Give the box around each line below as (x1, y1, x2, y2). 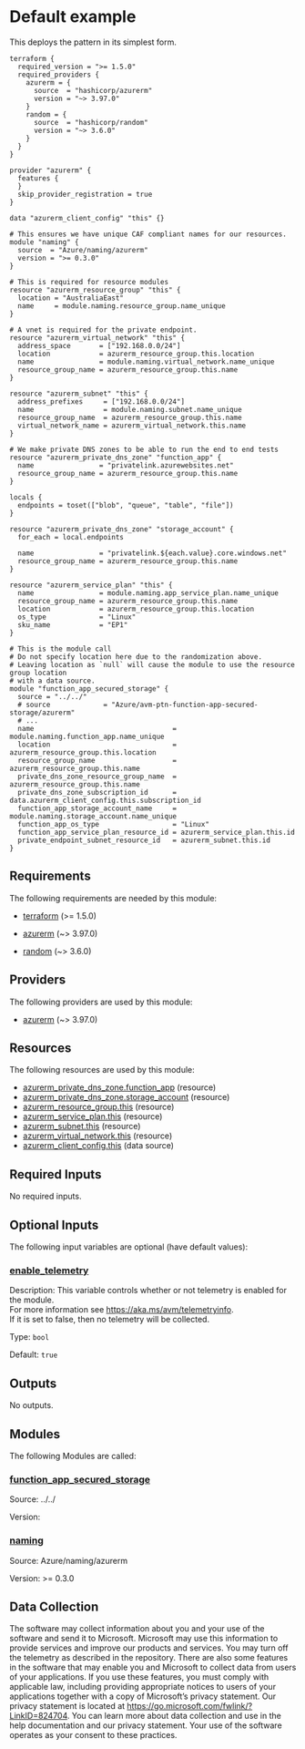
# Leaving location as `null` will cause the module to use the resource (9, 660, 296, 669)
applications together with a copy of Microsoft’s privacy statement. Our (9, 1691, 277, 1702)
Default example (9, 6, 137, 27)
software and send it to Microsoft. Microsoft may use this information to (9, 1633, 279, 1644)
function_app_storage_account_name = (17, 804, 178, 813)
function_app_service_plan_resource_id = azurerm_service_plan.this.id (17, 828, 296, 837)
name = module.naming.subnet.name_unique (17, 405, 243, 414)
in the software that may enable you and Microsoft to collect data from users (9, 1662, 297, 1673)
